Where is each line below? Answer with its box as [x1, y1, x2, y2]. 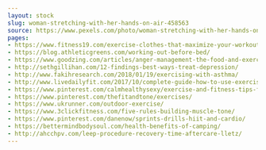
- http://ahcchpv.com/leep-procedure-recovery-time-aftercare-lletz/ [7, 129, 243, 137]
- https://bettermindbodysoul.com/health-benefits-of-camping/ [7, 122, 222, 130]
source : [7, 26, 33, 34]
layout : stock [7, 11, 55, 20]
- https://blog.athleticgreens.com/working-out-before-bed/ [7, 48, 211, 56]
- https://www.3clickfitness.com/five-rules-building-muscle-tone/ [7, 108, 236, 116]
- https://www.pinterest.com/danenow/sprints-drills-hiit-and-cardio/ [7, 115, 246, 123]
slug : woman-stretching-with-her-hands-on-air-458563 [7, 19, 190, 27]
